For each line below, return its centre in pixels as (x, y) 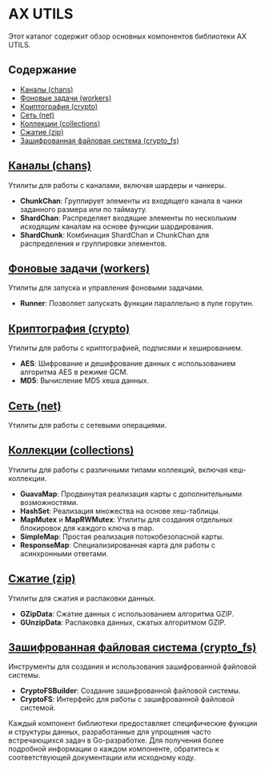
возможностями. (49, 502)
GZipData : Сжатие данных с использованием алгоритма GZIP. (127, 613)
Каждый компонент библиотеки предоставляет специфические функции (133, 723)
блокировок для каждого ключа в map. (87, 528)
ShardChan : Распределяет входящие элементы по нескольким (128, 218)
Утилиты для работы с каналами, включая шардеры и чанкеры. (117, 185)
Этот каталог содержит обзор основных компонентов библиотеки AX (127, 36)
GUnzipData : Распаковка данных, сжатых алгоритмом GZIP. (123, 622)
